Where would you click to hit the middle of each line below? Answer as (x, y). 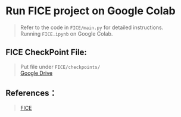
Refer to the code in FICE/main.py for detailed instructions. (92, 27)
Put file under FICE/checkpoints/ (60, 67)
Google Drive (36, 73)
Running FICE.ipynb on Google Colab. (66, 33)
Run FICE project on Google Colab (91, 11)
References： (31, 93)
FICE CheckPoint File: (46, 53)
